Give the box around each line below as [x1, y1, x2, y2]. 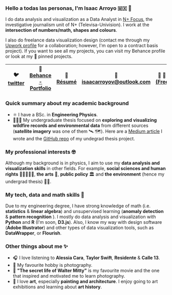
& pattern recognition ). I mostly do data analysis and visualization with [5, 214, 156, 220]
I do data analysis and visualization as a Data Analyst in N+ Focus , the [5, 16, 153, 23]
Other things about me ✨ [5, 243, 68, 250]
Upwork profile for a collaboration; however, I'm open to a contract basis [5, 43, 158, 49]
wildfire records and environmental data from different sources [12, 122, 148, 129]
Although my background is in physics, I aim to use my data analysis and [5, 160, 160, 166]
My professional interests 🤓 [5, 148, 76, 155]
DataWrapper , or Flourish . [5, 230, 62, 236]
